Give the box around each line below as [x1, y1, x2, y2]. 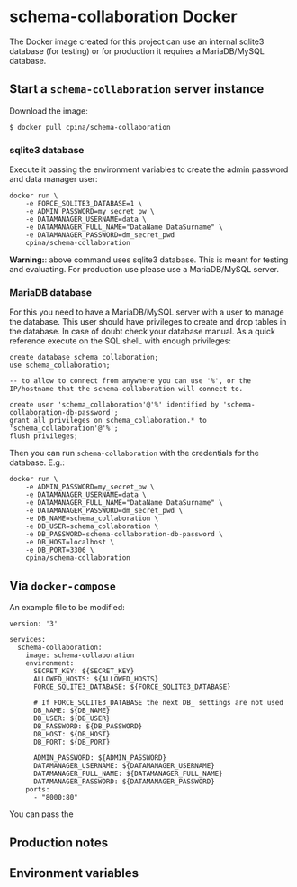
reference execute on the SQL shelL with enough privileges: [9, 335, 231, 346]
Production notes [9, 835, 109, 850]
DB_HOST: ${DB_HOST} [32, 730, 111, 739]
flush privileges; [9, 432, 78, 441]
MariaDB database [9, 286, 93, 298]
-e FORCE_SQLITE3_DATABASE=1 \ [25, 199, 143, 208]
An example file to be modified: [9, 602, 126, 613]
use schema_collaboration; [9, 361, 111, 370]
